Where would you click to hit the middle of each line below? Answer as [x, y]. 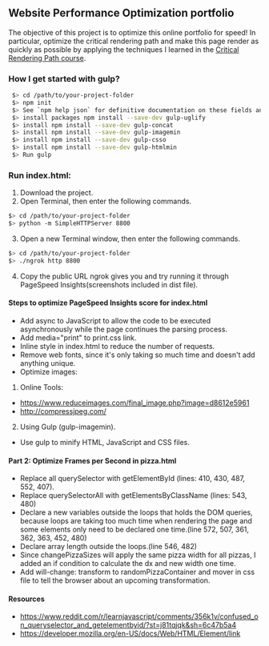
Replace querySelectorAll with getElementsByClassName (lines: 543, [133, 496]
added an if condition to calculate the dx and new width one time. [128, 564]
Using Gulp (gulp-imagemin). [68, 427]
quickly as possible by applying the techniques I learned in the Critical [124, 49]
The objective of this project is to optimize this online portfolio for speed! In [132, 32]
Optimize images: [49, 371]
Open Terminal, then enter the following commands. [106, 201]
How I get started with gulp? [64, 78]
